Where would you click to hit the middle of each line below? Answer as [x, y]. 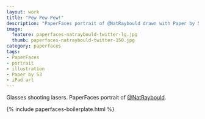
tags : [13, 52]
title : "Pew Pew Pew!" [35, 18]
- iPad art [20, 80]
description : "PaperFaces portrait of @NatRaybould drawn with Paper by [101, 23]
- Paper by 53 [24, 74]
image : [15, 29]
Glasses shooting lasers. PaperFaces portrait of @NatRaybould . [86, 98]
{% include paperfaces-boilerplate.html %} [60, 109]
